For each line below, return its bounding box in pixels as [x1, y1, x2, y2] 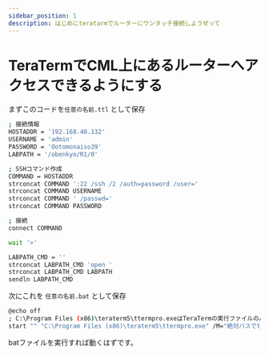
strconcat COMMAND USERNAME [8, 187, 102, 195]
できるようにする [50, 76, 163, 95]
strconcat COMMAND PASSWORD [8, 202, 102, 210]
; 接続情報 [8, 120, 40, 129]
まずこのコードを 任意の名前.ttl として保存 [8, 104, 146, 114]
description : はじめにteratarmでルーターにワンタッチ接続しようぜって [8, 19, 221, 27]
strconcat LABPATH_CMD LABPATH [8, 268, 113, 276]
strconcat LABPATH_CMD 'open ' [8, 260, 113, 269]
